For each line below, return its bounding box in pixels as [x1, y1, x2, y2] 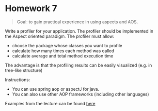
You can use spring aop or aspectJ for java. [12, 86, 99, 92]
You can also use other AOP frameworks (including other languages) [12, 91, 149, 97]
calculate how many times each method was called [12, 48, 114, 54]
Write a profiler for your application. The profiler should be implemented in [5, 28, 154, 34]
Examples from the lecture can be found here [5, 100, 95, 106]
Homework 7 [5, 3, 57, 14]
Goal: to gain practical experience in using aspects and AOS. [16, 19, 138, 25]
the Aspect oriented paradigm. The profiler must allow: [5, 33, 114, 39]
